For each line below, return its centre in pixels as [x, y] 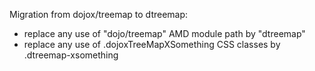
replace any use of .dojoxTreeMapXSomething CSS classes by [152, 44]
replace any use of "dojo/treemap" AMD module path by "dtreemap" [164, 33]
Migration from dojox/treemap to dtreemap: [99, 14]
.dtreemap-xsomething [71, 55]
